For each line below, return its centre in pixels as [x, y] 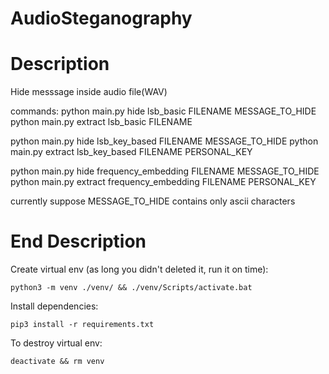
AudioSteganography [101, 18]
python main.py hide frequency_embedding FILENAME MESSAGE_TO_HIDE [165, 171]
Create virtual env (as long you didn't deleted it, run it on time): [139, 269]
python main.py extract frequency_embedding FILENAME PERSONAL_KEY [163, 182]
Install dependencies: [54, 306]
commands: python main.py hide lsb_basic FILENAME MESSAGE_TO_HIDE [163, 111]
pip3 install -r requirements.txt [82, 325]
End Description [78, 241]
